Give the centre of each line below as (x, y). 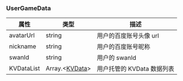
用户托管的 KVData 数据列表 (135, 69)
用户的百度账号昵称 (123, 47)
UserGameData (29, 8)
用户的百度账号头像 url (128, 36)
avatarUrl (22, 35)
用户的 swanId (117, 58)
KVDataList (24, 69)
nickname (23, 46)
